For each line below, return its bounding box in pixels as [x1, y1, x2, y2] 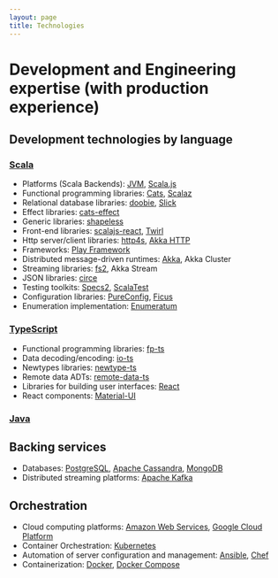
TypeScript [9, 323, 58, 335]
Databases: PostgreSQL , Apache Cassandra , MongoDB [21, 463, 223, 474]
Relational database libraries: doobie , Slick [21, 197, 177, 208]
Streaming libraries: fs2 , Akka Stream [21, 263, 158, 274]
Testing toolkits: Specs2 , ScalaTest [21, 282, 149, 293]
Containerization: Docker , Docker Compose [21, 559, 181, 570]
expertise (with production [9, 78, 209, 98]
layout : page [9, 12, 57, 22]
